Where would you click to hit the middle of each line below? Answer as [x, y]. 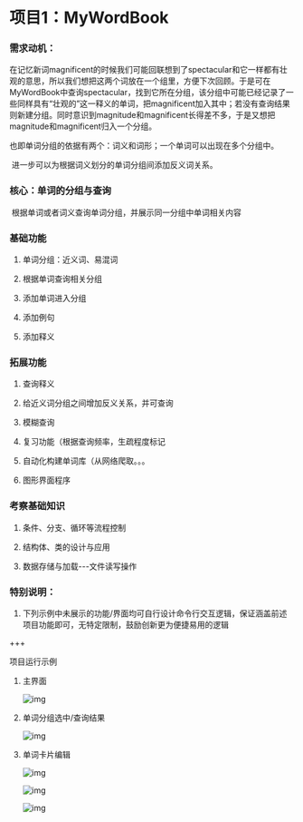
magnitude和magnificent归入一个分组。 [83, 126]
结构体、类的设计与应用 [66, 547]
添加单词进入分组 [54, 298]
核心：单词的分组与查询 [60, 191]
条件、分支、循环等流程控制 [74, 527]
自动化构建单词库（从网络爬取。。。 [86, 461]
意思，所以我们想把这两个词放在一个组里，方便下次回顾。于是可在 [148, 81]
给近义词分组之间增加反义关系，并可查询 [98, 403]
